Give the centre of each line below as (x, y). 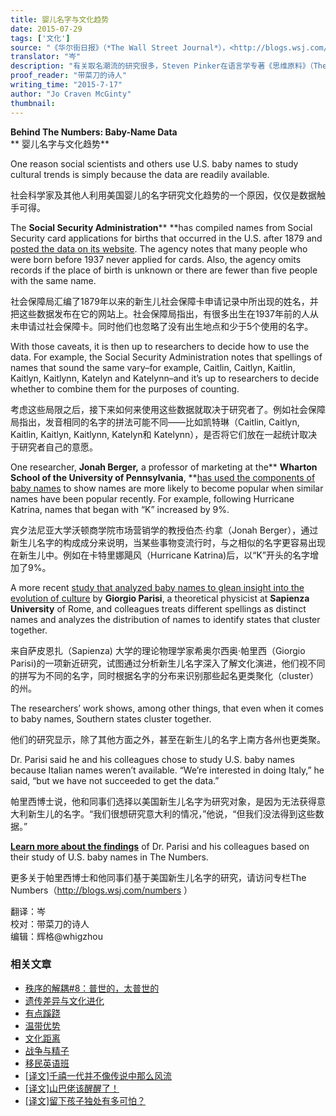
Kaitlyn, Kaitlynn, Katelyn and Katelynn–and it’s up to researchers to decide (165, 378)
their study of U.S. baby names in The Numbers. (109, 857)
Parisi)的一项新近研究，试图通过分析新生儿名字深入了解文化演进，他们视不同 (168, 663)
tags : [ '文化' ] (40, 38)
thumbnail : (33, 103)
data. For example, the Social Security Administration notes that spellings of (166, 357)
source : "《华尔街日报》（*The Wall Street (94, 47)
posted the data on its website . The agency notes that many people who (159, 248)
